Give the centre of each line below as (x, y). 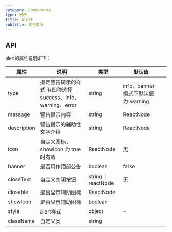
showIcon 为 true (61, 149)
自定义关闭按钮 (58, 180)
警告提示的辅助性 (61, 125)
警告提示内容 (56, 115)
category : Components (28, 10)
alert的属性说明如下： (28, 58)
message (19, 114)
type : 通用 (16, 15)
